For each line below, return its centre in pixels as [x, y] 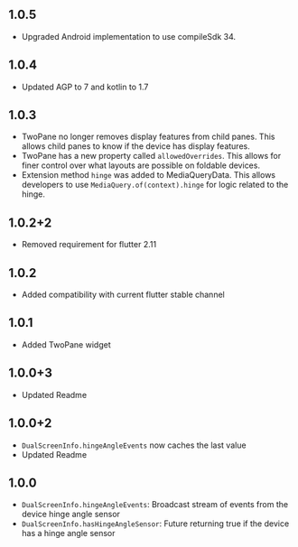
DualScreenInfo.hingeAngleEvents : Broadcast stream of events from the [155, 505]
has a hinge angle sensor [68, 533]
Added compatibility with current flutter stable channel [123, 295]
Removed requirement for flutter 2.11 [89, 245]
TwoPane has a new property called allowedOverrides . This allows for [151, 156]
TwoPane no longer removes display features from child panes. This [148, 137]
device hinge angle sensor [71, 515]
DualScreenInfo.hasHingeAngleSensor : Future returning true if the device [155, 524]
